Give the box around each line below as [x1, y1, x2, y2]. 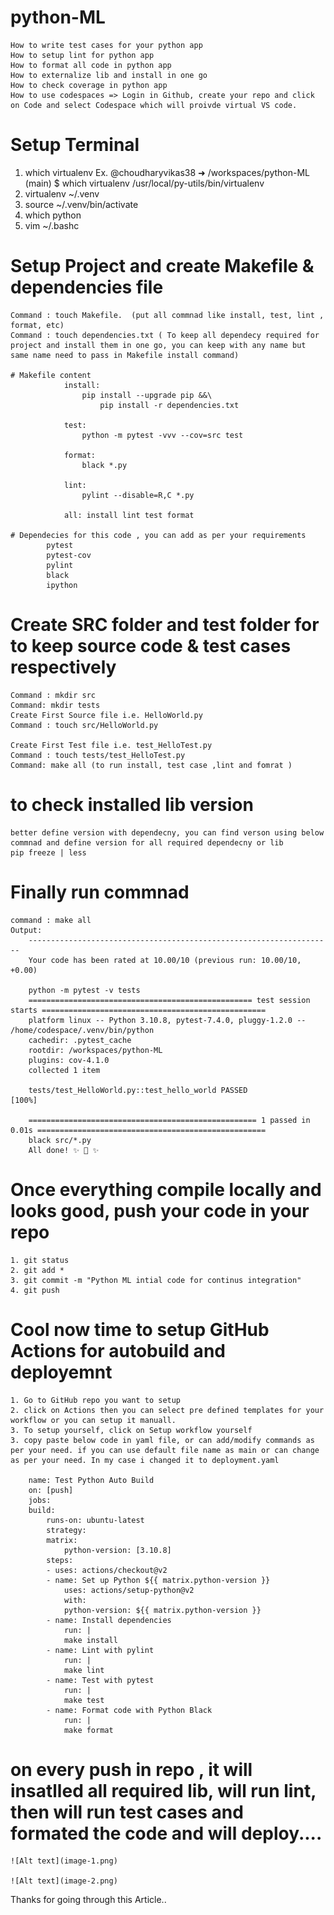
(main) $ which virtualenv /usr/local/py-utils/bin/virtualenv [24, 177, 265, 189]
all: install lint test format [63, 510, 195, 520]
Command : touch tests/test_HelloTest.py [10, 750, 186, 760]
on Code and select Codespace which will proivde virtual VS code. [10, 100, 298, 110]
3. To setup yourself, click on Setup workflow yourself [10, 1425, 253, 1435]
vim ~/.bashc [24, 219, 80, 231]
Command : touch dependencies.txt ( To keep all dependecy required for [10, 330, 320, 340]
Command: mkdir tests [10, 700, 101, 710]
